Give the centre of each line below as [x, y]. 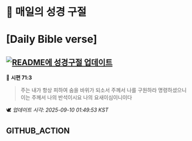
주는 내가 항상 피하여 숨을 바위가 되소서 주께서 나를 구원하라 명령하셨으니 [103, 90]
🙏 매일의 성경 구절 [46, 12]
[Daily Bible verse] [52, 39]
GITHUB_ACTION [38, 131]
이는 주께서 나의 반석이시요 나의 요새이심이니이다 [76, 98]
